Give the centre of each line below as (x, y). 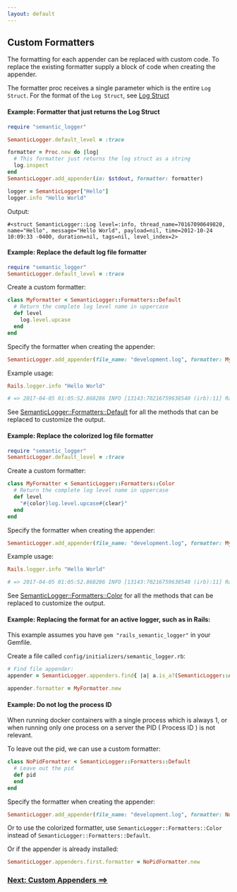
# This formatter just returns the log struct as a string (102, 159)
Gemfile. (20, 643)
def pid (25, 775)
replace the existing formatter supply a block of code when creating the (111, 67)
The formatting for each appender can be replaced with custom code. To (114, 59)
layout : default (31, 14)
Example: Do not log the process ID (60, 704)
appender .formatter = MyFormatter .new (64, 689)
